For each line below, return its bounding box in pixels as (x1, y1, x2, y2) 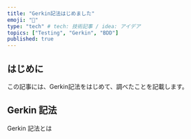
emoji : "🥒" (7, 17, 39, 23)
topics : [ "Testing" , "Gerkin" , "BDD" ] (7, 29, 119, 36)
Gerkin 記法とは (7, 124, 52, 132)
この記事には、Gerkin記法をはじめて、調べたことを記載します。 (7, 82, 188, 90)
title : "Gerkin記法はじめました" (7, 10, 95, 17)
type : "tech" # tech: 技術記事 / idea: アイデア (7, 23, 141, 30)
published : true (7, 36, 54, 43)
